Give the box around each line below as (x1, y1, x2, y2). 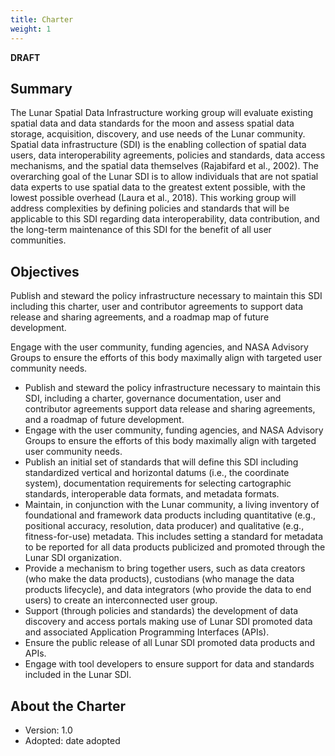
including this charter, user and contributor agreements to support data (10, 301, 304, 313)
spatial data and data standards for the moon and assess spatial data (10, 117, 295, 130)
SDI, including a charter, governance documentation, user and (24, 392, 282, 405)
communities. (10, 234, 67, 246)
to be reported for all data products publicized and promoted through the (24, 541, 326, 553)
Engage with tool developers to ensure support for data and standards (24, 658, 315, 670)
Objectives (10, 263, 80, 280)
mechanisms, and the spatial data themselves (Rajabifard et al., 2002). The (10, 160, 319, 172)
